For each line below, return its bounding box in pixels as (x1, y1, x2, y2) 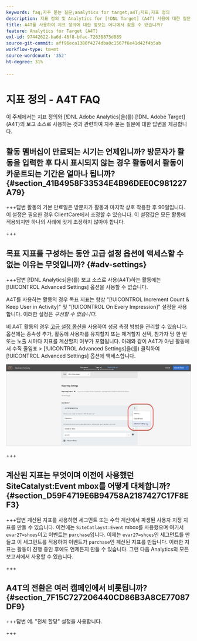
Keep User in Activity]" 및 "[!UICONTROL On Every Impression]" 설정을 (6, 304, 176, 311)
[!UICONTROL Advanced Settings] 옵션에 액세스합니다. (6, 352, 136, 360)
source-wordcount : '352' (6, 53, 67, 59)
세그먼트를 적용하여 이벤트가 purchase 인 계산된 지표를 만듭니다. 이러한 (23, 538, 184, 545)
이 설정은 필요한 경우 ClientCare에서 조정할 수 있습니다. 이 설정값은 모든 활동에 (6, 211, 186, 218)
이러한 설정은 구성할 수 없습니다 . (23, 311, 97, 318)
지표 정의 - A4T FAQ (6, 93, 101, 106)
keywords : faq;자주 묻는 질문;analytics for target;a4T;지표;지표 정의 (6, 9, 170, 15)
